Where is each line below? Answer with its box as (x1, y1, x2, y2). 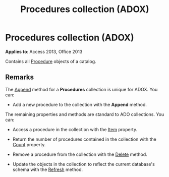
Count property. (12, 141, 46, 147)
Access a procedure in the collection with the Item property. (12, 126, 138, 132)
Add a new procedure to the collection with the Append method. (12, 101, 147, 107)
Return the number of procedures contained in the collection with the (12, 136, 156, 142)
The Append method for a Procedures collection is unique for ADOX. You (5, 86, 158, 92)
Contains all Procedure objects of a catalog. (5, 58, 97, 64)
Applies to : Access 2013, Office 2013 (5, 48, 83, 54)
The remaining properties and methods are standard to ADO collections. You (5, 111, 164, 117)
